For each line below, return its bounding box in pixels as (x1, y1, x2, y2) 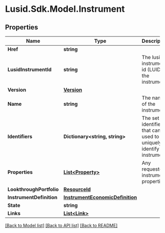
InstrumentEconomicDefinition (63, 194, 137, 201)
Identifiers (7, 133, 33, 140)
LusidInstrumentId (7, 66, 52, 73)
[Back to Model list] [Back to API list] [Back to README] (5, 223, 118, 228)
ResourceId (63, 186, 91, 193)
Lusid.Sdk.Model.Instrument (5, 3, 125, 15)
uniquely (141, 139, 162, 146)
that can (141, 127, 161, 134)
